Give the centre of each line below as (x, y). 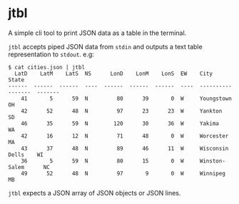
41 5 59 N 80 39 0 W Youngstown (127, 98)
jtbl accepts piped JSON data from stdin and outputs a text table (105, 46)
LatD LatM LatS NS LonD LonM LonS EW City (114, 73)
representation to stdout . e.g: (51, 54)
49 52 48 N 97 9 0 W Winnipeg (123, 173)
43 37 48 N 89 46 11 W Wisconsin (125, 148)
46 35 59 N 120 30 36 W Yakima (120, 123)
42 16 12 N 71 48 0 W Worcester (125, 136)
